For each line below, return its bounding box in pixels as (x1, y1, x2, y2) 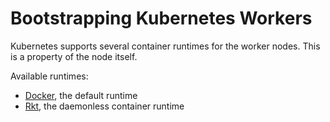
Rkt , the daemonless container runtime (24, 100, 185, 112)
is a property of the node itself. (10, 50, 138, 62)
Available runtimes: (10, 70, 89, 82)
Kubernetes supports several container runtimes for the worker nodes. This (10, 40, 321, 52)
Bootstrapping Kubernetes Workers (10, 7, 313, 30)
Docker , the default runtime (24, 89, 138, 101)
